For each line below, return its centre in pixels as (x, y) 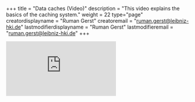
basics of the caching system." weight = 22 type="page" (75, 15)
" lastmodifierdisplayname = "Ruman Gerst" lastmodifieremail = (97, 27)
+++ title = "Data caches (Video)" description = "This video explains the (93, 8)
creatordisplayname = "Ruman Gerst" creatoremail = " (71, 21)
